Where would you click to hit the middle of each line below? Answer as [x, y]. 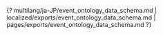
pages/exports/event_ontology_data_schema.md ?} [79, 25]
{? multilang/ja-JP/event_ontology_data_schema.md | [82, 10]
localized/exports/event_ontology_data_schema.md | [81, 17]
